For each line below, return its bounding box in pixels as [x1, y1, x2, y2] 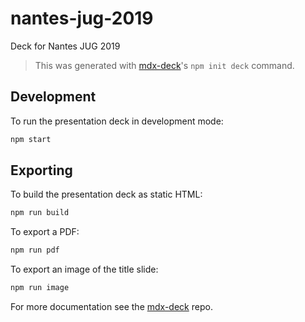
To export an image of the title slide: [10, 263, 159, 276]
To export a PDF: [10, 226, 80, 238]
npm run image [10, 283, 70, 293]
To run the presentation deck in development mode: [10, 115, 224, 127]
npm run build [10, 208, 70, 218]
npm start [10, 134, 52, 144]
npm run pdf [10, 245, 60, 256]
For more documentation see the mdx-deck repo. [10, 301, 213, 313]
